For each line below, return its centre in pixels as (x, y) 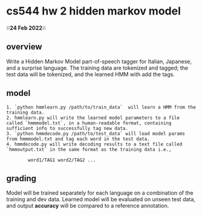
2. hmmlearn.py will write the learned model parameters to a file (93, 118)
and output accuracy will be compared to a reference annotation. (88, 206)
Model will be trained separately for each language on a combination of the (100, 193)
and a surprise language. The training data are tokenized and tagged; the (97, 68)
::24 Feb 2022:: (26, 28)
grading (21, 178)
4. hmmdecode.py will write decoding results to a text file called (94, 144)
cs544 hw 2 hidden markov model (94, 11)
